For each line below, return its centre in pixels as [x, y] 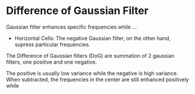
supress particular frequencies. [52, 44]
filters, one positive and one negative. [52, 62]
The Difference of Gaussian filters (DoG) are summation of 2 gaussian [90, 55]
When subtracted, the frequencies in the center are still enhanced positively [97, 79]
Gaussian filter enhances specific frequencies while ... [71, 27]
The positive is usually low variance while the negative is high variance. [92, 73]
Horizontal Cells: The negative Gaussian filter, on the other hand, [93, 38]
